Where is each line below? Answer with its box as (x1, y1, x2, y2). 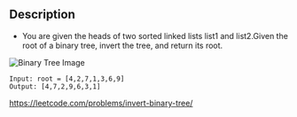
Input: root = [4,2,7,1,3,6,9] (9, 74, 125, 83)
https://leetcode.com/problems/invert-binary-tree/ (9, 97, 193, 108)
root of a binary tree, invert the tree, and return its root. (21, 40, 223, 51)
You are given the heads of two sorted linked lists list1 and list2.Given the (21, 30, 288, 41)
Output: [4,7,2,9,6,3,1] (9, 82, 101, 91)
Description (9, 7, 75, 22)
